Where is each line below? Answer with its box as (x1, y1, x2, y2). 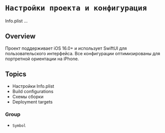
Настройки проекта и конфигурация (5, 3, 147, 13)
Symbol (12, 123, 26, 128)
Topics (5, 70, 27, 78)
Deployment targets (12, 99, 53, 104)
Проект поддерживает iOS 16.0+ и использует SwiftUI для (5, 45, 127, 51)
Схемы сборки (12, 94, 43, 100)
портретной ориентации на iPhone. (5, 56, 79, 62)
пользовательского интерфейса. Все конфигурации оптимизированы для (5, 50, 161, 56)
